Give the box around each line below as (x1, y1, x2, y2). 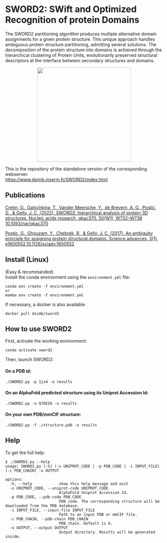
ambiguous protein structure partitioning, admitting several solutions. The (5, 41, 156, 47)
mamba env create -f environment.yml (5, 292, 84, 297)
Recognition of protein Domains (5, 14, 139, 26)
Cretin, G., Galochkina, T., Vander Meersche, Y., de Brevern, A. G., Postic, (5, 204, 156, 210)
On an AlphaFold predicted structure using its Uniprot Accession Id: (5, 390, 149, 396)
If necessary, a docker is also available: (5, 301, 86, 307)
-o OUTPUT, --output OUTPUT (9, 525, 68, 530)
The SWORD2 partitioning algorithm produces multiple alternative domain (5, 31, 157, 37)
